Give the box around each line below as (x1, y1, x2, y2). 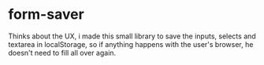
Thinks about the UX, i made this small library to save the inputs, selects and (8, 31, 256, 41)
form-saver (8, 5, 84, 23)
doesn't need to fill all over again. (8, 48, 117, 57)
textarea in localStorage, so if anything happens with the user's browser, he (8, 39, 254, 49)
